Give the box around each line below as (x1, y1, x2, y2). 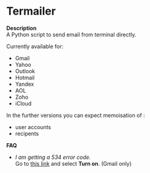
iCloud (15, 99, 32, 107)
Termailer (6, 4, 56, 18)
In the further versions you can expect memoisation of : (6, 111, 145, 119)
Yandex (15, 80, 35, 88)
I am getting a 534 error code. (15, 154, 91, 161)
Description (6, 24, 37, 32)
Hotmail (15, 74, 35, 81)
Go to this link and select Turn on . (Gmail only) (15, 160, 132, 167)
